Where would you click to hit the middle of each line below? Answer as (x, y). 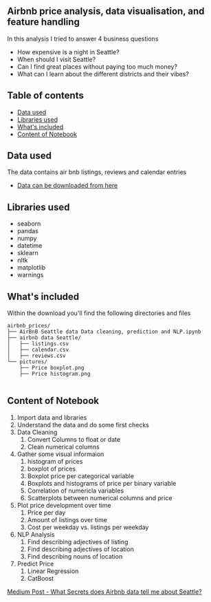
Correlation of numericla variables (76, 491)
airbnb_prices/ (29, 326)
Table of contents (45, 96)
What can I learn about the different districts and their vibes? (103, 74)
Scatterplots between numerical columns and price (100, 497)
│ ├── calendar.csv (38, 350)
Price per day (46, 513)
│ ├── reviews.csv (37, 356)
